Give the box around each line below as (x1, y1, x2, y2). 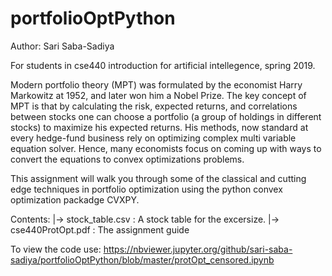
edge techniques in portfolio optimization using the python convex (10, 183, 283, 195)
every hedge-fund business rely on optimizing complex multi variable (10, 132, 297, 144)
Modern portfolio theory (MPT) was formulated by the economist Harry (10, 78, 303, 91)
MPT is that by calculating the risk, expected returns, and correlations (10, 100, 298, 112)
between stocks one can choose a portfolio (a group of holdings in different (10, 110, 322, 122)
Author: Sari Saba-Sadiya (10, 40, 115, 52)
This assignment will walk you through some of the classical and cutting (10, 172, 307, 184)
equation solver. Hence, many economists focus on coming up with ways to (10, 142, 322, 154)
